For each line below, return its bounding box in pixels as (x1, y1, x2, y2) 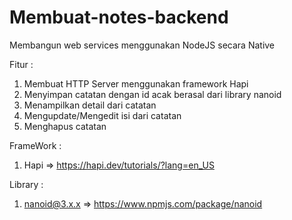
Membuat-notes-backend (9, 6, 229, 29)
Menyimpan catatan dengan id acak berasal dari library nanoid (23, 88, 282, 100)
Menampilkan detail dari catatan (23, 99, 157, 111)
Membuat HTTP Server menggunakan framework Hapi (23, 77, 249, 90)
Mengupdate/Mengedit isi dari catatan (23, 109, 182, 121)
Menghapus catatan (23, 120, 107, 132)
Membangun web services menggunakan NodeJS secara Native (9, 39, 276, 51)
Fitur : (9, 58, 34, 70)
